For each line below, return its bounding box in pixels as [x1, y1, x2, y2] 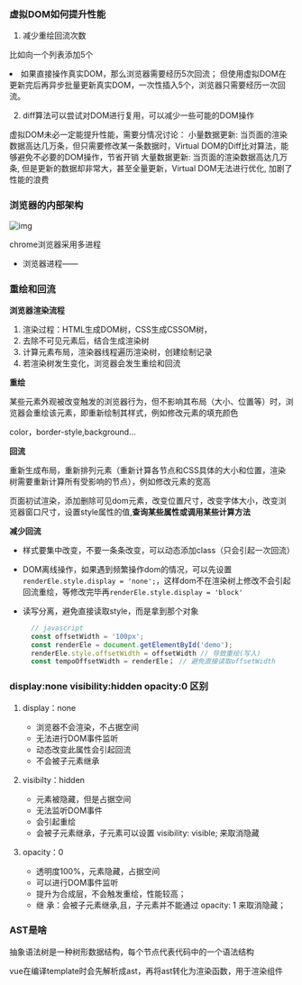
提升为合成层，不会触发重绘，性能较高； [35, 888, 187, 898]
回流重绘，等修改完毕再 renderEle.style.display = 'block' [22, 586, 243, 597]
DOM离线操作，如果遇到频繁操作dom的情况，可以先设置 [22, 563, 233, 574]
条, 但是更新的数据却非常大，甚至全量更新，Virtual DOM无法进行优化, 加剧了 [9, 163, 293, 174]
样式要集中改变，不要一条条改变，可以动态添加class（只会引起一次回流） [22, 544, 295, 555]
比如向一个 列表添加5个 [9, 50, 94, 60]
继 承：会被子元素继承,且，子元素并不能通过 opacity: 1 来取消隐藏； [35, 899, 287, 910]
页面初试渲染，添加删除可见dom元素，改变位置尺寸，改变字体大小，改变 [9, 495, 279, 506]
